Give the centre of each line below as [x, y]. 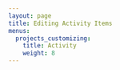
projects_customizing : [53, 38]
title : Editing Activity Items [60, 23]
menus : [19, 31]
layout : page [30, 16]
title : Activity [50, 46]
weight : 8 [39, 53]
